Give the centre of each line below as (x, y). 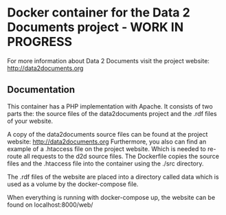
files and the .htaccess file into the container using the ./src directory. (105, 163)
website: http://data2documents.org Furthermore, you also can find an (107, 142)
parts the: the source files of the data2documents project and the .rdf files (112, 113)
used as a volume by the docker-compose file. (73, 184)
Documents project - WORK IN (95, 27)
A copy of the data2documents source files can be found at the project (108, 134)
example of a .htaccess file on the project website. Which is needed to (106, 148)
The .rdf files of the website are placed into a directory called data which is (113, 177)
